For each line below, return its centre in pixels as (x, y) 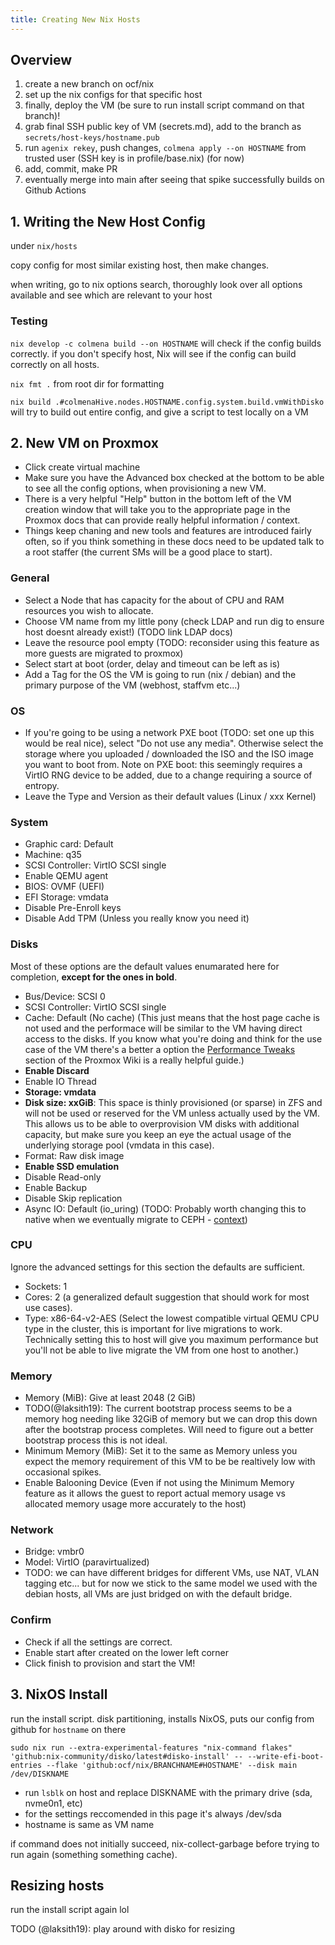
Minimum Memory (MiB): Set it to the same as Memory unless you (161, 1451)
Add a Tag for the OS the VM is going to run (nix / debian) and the (160, 674)
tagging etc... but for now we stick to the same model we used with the (171, 1583)
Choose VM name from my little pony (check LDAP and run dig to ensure (174, 621)
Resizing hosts (57, 1885)
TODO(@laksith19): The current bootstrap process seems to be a (158, 1408)
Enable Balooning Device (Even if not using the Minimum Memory (159, 1483)
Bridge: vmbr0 (54, 1552)
